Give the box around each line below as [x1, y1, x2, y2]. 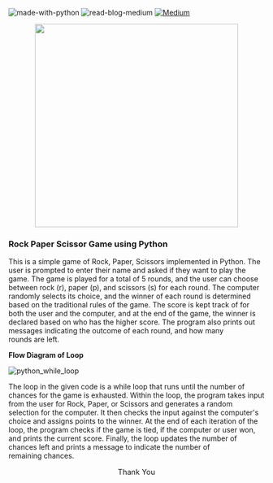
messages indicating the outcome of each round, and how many [8, 326, 224, 336]
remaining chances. [8, 451, 75, 461]
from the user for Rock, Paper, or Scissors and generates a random [8, 399, 233, 409]
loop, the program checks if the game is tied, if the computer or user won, [8, 425, 256, 435]
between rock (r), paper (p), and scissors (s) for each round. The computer [8, 283, 260, 293]
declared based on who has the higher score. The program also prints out [8, 317, 256, 327]
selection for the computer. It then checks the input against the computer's [8, 407, 259, 418]
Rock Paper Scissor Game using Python [8, 238, 168, 250]
